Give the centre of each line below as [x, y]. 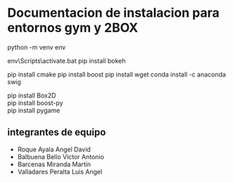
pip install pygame [34, 110]
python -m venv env [37, 47]
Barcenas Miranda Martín [54, 164]
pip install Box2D [32, 95]
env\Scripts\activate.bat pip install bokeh [67, 60]
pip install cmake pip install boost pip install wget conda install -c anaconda [117, 74]
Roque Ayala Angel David [54, 149]
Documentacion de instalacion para [113, 13]
